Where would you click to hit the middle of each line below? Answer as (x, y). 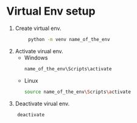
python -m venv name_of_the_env (69, 39)
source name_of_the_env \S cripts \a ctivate (77, 92)
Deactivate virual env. (42, 103)
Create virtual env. (38, 28)
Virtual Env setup (51, 11)
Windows (36, 58)
